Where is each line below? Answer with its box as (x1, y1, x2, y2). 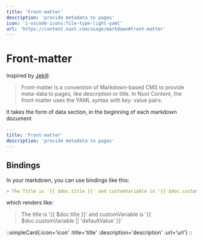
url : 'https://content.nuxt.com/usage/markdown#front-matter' (6, 25, 166, 32)
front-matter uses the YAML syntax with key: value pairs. (21, 96, 163, 104)
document (6, 115, 32, 122)
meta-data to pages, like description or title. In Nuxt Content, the (21, 90, 182, 98)
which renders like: (6, 199, 54, 206)
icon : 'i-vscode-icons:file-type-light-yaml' (6, 20, 123, 26)
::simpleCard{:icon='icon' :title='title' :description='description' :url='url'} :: (6, 229, 192, 237)
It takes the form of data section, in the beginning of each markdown (6, 109, 177, 116)
